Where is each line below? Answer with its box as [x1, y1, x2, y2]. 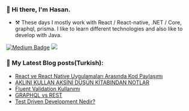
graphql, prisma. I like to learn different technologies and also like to [14, 25, 183, 32]
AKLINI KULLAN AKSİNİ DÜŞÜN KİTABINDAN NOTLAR [14, 79, 150, 86]
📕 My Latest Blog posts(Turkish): [6, 59, 104, 67]
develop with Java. [14, 32, 62, 39]
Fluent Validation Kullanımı [14, 85, 80, 92]
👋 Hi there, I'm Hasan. [6, 5, 71, 14]
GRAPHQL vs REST [14, 91, 63, 98]
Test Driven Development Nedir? [14, 98, 96, 105]
